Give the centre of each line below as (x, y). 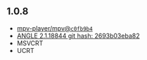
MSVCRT (30, 43)
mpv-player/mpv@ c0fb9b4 (55, 28)
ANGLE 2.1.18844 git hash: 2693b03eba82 (78, 36)
